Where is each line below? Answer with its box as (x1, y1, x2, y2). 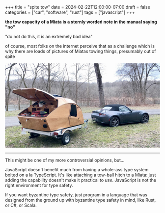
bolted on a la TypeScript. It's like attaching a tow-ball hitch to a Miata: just (5, 172, 156, 178)
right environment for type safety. (5, 182, 73, 188)
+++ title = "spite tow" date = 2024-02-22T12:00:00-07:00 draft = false (5, 4, 151, 10)
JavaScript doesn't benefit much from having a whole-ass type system (5, 166, 149, 172)
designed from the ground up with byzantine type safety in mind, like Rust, (5, 197, 156, 203)
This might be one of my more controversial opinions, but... (5, 157, 125, 163)
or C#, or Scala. (5, 202, 37, 208)
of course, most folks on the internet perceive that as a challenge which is (5, 43, 155, 49)
